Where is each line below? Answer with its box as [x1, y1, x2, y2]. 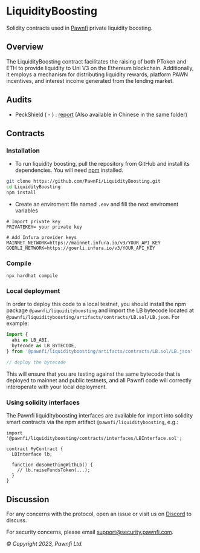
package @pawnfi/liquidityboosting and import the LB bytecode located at [6, 307, 195, 314]
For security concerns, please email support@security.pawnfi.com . [6, 528, 174, 535]
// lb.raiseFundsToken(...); [17, 467, 91, 473]
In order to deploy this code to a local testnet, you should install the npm [6, 301, 186, 308]
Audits [6, 95, 32, 105]
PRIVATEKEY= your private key [6, 224, 83, 230]
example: [6, 319, 29, 327]
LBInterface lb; [11, 451, 53, 457]
